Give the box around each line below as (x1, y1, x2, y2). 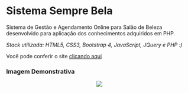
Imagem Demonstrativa (6, 67, 75, 75)
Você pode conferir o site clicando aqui (6, 52, 102, 59)
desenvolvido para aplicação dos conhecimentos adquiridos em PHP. (6, 29, 176, 36)
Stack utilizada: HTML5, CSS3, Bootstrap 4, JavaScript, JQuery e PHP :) (6, 41, 183, 48)
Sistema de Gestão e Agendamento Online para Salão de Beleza (6, 24, 163, 31)
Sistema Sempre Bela (6, 4, 113, 18)
